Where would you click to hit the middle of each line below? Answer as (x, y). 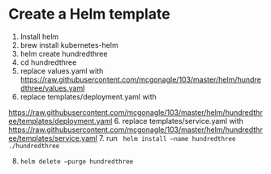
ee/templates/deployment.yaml (60, 121)
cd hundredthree (48, 62)
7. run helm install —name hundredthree (167, 138)
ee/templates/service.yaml (53, 138)
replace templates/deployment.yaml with (88, 96)
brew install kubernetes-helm (69, 45)
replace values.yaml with (62, 70)
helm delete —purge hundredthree (77, 161)
